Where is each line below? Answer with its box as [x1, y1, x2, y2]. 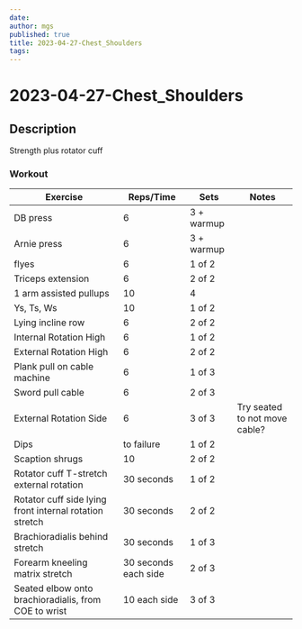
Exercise [44, 191, 84, 204]
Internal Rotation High [13, 331, 106, 343]
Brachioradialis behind [13, 531, 109, 543]
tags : [9, 47, 30, 56]
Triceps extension [13, 272, 90, 285]
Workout [9, 168, 49, 180]
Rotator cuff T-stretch [13, 468, 108, 480]
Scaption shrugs [13, 452, 84, 465]
